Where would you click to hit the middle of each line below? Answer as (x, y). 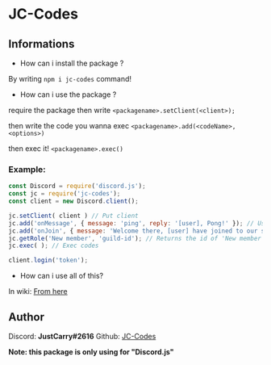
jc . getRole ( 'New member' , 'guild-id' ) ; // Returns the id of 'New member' (137, 238)
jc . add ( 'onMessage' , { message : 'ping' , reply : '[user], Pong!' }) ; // (131, 223)
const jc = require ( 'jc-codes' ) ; (65, 194)
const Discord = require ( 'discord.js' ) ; (77, 187)
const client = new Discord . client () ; (73, 201)
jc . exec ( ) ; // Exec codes (54, 246)
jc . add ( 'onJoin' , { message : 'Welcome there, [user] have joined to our (133, 231)
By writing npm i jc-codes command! (70, 79)
